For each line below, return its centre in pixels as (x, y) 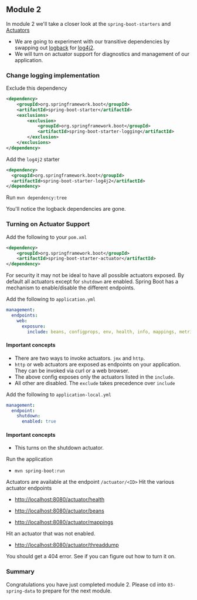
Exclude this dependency (37, 88)
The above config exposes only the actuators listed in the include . (94, 377)
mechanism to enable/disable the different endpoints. (71, 288)
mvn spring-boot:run (40, 471)
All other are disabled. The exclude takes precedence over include (95, 383)
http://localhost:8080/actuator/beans (59, 511)
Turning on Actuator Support (48, 224)
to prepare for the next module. (74, 591)
